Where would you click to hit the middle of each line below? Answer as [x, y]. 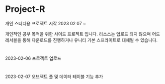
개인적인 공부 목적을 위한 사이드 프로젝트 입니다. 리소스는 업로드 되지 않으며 [78, 34]
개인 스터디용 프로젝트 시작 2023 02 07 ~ [45, 23]
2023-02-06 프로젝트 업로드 [33, 58]
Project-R [25, 9]
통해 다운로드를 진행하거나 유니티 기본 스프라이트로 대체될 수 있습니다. [90, 40]
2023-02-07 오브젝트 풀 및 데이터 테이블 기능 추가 [54, 77]
